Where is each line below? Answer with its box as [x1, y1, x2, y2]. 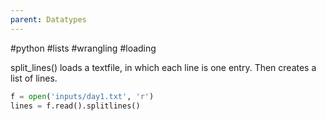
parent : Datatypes [10, 14, 87, 25]
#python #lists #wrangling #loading [10, 42, 157, 54]
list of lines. [10, 72, 58, 84]
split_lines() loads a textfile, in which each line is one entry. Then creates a [10, 61, 317, 73]
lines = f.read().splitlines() [10, 101, 141, 111]
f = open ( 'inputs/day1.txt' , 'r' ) [10, 91, 155, 101]
